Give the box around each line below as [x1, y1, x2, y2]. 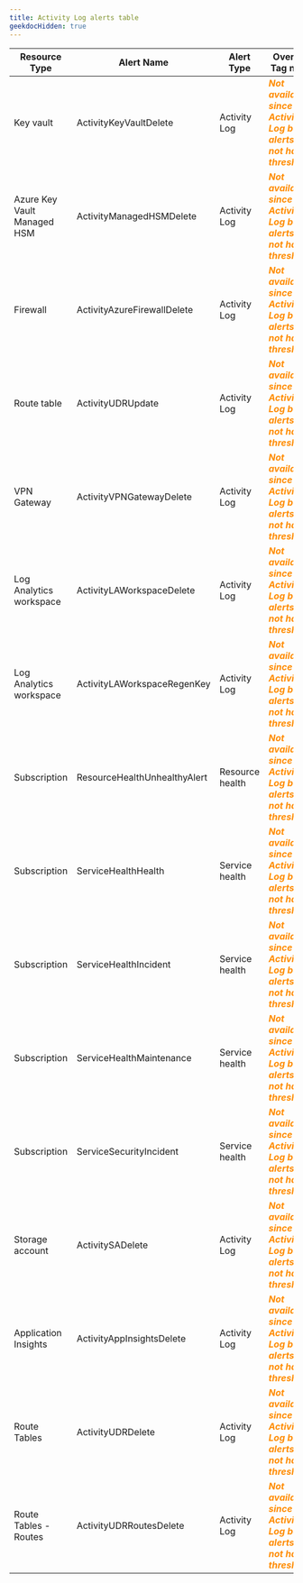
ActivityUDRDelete [76, 1425, 156, 1438]
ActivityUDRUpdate [76, 397, 160, 409]
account [14, 1244, 50, 1257]
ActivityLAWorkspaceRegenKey [76, 677, 211, 690]
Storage [14, 1232, 48, 1245]
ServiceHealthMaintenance [76, 1051, 192, 1064]
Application [14, 1326, 62, 1339]
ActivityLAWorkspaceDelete [76, 583, 196, 596]
